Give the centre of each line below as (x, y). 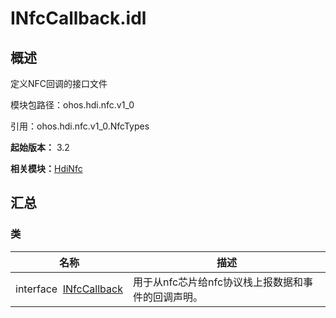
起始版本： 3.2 (40, 147)
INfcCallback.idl (78, 18)
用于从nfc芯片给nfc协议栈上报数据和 (218, 282)
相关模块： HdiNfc (46, 168)
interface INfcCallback (69, 289)
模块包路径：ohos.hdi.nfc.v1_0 (72, 105)
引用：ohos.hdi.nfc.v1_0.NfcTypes (80, 126)
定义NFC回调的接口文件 (59, 83)
